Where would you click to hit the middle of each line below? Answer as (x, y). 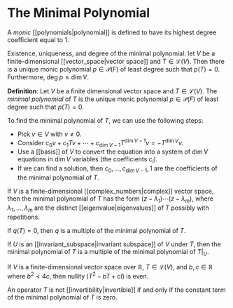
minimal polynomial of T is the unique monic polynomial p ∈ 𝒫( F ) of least (113, 99)
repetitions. (23, 217)
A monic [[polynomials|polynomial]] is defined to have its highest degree (112, 32)
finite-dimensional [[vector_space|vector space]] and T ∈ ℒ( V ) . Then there (116, 61)
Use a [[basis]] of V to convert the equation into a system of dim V (113, 152)
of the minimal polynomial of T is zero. (62, 297)
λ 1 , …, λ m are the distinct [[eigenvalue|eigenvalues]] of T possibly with (108, 208)
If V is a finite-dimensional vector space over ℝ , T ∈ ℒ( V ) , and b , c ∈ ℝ (110, 267)
